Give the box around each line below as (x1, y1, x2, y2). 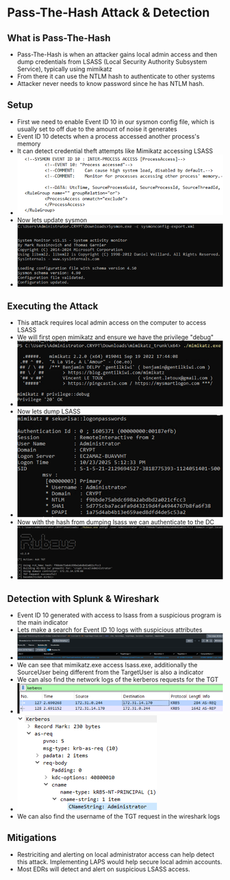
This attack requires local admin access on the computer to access (16, 318, 207, 327)
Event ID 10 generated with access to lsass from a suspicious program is (16, 611, 222, 619)
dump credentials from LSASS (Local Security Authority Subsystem (16, 58, 207, 66)
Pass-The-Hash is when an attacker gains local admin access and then (16, 50, 218, 58)
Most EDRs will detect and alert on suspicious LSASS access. (16, 865, 190, 873)
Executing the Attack (7, 300, 99, 312)
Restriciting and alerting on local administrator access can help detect (16, 850, 214, 859)
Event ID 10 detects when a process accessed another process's (16, 132, 200, 140)
